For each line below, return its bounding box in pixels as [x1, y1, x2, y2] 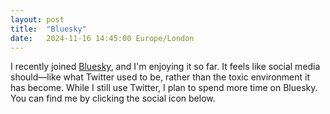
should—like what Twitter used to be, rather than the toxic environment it [10, 71, 311, 83]
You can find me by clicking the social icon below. [10, 92, 216, 105]
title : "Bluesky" [10, 24, 87, 34]
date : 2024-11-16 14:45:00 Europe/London [10, 33, 195, 43]
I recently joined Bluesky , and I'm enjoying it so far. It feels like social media [10, 61, 321, 73]
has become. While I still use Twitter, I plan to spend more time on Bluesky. [10, 82, 318, 94]
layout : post [10, 14, 65, 25]
